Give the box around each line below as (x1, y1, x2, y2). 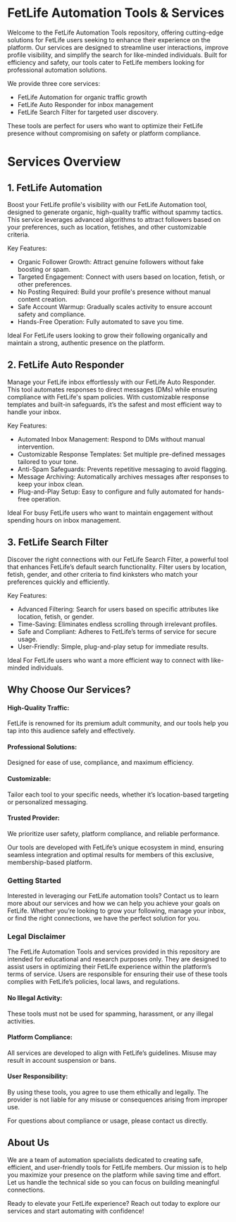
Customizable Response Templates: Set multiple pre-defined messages (17, 449, 225, 459)
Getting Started (7, 875, 61, 885)
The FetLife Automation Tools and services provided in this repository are (7, 947, 221, 956)
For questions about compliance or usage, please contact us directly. (7, 1116, 208, 1125)
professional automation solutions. (7, 66, 108, 74)
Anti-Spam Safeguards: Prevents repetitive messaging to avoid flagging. (17, 465, 228, 473)
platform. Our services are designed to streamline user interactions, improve (7, 43, 229, 51)
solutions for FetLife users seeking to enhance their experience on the (7, 35, 211, 44)
